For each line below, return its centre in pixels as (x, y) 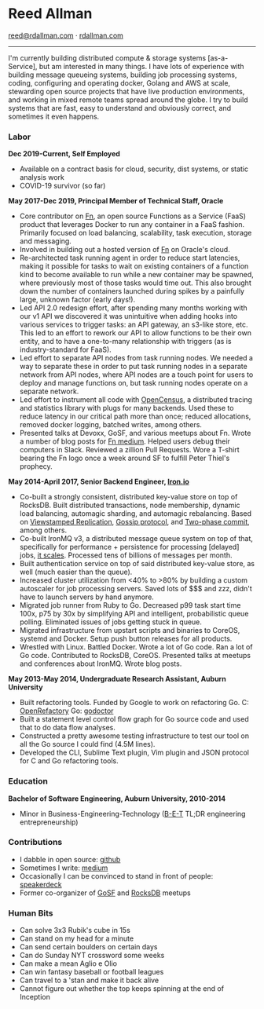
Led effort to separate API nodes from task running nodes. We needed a (136, 358)
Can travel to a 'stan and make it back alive (89, 980)
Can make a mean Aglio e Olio (68, 963)
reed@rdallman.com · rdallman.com (66, 35)
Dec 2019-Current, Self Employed (64, 154)
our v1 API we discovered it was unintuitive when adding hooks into (128, 316)
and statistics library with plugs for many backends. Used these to (126, 408)
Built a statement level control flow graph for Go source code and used (134, 719)
